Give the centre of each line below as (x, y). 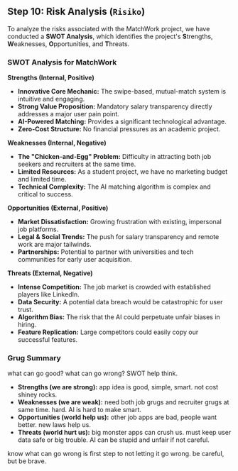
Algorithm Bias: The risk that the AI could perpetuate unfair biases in (119, 317)
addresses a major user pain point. (68, 114)
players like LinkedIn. (48, 294)
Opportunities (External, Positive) (58, 208)
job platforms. (38, 229)
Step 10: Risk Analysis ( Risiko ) (76, 12)
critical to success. (45, 194)
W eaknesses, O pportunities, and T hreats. (69, 44)
